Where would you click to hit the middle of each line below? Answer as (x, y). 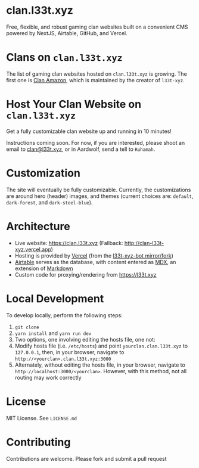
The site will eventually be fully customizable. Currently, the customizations (99, 190)
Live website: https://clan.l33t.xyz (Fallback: (69, 243)
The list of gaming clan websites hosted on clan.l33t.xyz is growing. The (97, 74)
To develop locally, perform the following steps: (65, 315)
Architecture (38, 226)
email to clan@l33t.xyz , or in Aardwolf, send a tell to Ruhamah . (81, 149)
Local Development (55, 298)
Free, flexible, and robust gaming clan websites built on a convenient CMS (97, 27)
